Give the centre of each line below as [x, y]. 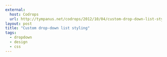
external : [15, 10]
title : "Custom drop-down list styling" [48, 28]
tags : [11, 33]
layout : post [19, 24]
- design [19, 42]
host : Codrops [24, 14]
